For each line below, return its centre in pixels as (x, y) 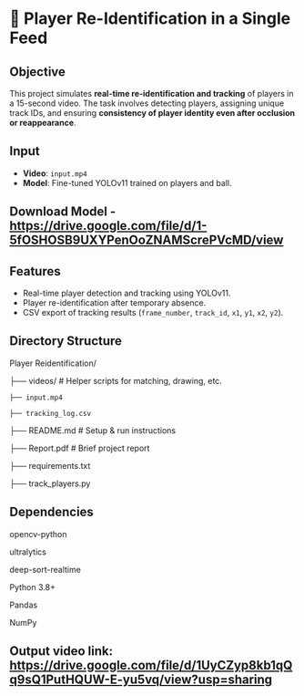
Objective (38, 72)
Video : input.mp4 (55, 173)
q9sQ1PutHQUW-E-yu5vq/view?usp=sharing (141, 680)
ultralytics (28, 552)
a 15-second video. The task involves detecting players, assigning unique (147, 103)
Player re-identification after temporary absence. (114, 303)
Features (35, 271)
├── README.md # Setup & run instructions (92, 430)
